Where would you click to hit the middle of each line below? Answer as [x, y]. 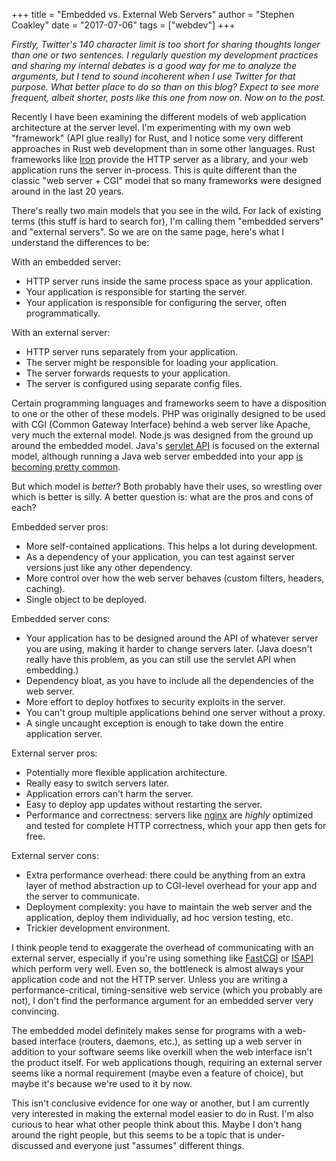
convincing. [35, 1011]
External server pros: [54, 753]
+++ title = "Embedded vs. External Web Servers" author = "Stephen [153, 14]
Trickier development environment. [98, 928]
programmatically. [63, 313]
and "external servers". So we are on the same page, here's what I [147, 232]
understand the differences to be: [80, 242]
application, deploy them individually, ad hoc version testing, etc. [159, 917]
